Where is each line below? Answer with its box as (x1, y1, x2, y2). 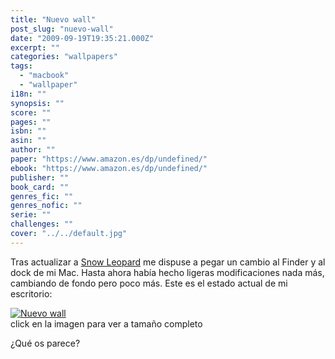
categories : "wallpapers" (10, 52, 118, 62)
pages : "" (10, 117, 52, 127)
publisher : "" (10, 172, 70, 183)
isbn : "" (10, 126, 47, 136)
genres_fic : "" (10, 191, 74, 201)
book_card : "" (10, 182, 70, 192)
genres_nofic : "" (10, 201, 83, 211)
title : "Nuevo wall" (10, 14, 97, 25)
